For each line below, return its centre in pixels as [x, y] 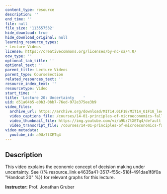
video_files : [19, 107]
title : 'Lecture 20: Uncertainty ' [45, 97]
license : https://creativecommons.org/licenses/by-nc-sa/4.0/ [71, 51]
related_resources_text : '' [34, 79]
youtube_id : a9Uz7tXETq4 [35, 135]
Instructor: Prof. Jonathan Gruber [40, 187]
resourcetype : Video [27, 88]
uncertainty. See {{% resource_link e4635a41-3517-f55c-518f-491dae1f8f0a [83, 172]
